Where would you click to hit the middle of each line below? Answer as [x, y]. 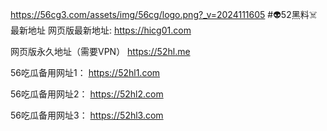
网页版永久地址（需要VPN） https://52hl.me [100, 51]
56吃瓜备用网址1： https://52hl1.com [85, 72]
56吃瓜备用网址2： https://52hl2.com [87, 94]
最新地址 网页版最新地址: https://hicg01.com [101, 30]
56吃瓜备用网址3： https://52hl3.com [87, 115]
